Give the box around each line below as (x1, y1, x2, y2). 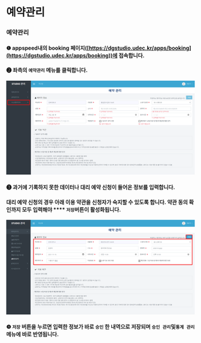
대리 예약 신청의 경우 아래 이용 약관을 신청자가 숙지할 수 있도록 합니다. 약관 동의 (6, 198, 188, 205)
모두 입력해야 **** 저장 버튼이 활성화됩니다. (22, 206, 121, 213)
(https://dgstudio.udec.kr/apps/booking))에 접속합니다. (6, 51, 145, 59)
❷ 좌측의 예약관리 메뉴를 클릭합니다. (6, 66, 88, 74)
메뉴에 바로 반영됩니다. (6, 330, 59, 338)
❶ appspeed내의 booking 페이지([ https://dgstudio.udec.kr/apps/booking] (6, 44, 191, 51)
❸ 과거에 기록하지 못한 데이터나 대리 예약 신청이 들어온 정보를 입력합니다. (6, 184, 175, 190)
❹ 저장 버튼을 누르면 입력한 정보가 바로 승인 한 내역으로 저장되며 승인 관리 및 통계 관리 (6, 323, 195, 330)
